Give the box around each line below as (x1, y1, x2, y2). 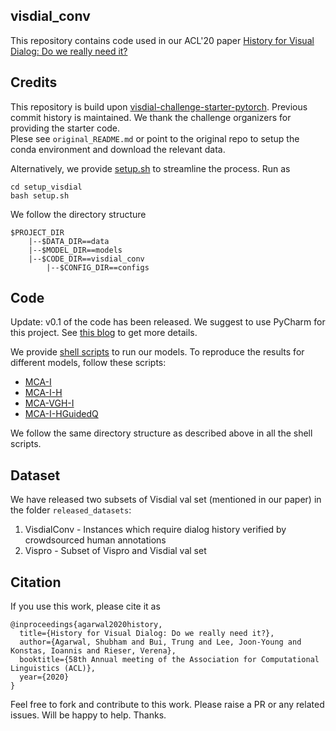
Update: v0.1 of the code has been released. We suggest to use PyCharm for (10, 316, 326, 328)
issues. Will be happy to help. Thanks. (10, 709, 167, 721)
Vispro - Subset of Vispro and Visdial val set (24, 545, 207, 557)
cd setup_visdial (10, 182, 83, 192)
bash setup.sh (10, 190, 70, 201)
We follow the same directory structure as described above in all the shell (10, 427, 313, 439)
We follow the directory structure (10, 208, 147, 220)
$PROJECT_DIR (10, 227, 65, 238)
